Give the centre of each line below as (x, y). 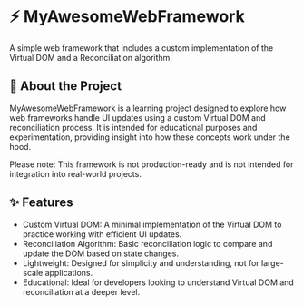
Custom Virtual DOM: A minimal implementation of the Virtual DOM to (152, 224)
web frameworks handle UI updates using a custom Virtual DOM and (137, 117)
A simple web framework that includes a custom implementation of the (142, 48)
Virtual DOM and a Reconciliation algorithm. (91, 57)
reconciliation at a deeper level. (81, 291)
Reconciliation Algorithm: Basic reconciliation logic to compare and (147, 243)
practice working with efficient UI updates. (102, 234)
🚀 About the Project (66, 86)
